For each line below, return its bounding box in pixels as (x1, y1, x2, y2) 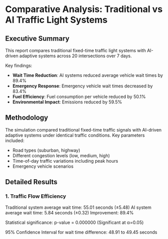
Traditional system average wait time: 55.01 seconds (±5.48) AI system (5, 204, 151, 210)
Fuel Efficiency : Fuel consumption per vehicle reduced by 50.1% (12, 94, 146, 99)
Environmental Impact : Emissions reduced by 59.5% (12, 99, 122, 105)
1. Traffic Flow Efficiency (5, 193, 66, 200)
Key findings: (5, 63, 33, 68)
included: (5, 137, 25, 144)
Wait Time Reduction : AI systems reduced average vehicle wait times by (12, 72, 163, 78)
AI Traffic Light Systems (5, 14, 108, 26)
